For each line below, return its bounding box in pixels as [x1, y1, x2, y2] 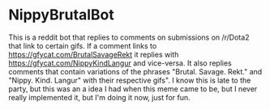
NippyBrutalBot [8, 6, 115, 24]
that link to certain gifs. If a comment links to [8, 40, 157, 50]
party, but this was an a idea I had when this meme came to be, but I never [8, 83, 258, 94]
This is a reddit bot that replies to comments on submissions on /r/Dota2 [8, 32, 250, 42]
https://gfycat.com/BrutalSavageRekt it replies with [8, 49, 179, 59]
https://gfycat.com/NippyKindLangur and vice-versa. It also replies [8, 58, 233, 68]
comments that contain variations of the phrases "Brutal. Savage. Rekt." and [8, 66, 263, 76]
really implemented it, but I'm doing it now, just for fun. [8, 92, 191, 102]
